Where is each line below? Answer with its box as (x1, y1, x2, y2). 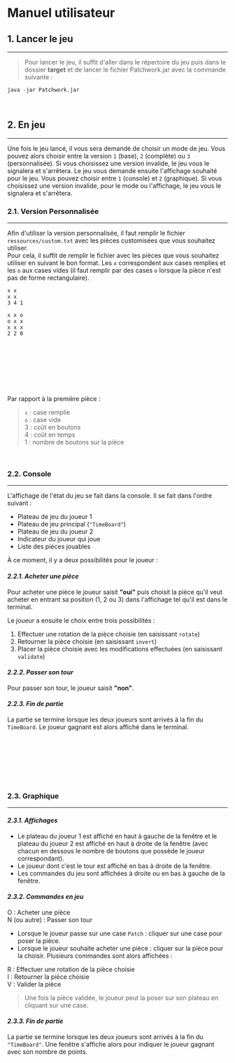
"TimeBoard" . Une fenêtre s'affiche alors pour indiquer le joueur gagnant (7, 1040, 215, 1048)
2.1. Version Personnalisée (7, 206, 99, 216)
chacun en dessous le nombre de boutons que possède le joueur (17, 846, 205, 855)
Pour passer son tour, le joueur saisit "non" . (7, 684, 134, 692)
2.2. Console (7, 469, 52, 479)
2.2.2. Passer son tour (7, 668, 73, 677)
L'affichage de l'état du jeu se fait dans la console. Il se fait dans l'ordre (7, 492, 212, 500)
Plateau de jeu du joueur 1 (17, 513, 92, 521)
